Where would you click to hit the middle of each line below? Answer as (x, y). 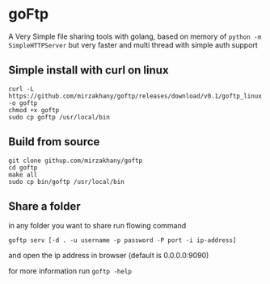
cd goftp (23, 167)
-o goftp (23, 103)
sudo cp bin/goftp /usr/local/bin (67, 182)
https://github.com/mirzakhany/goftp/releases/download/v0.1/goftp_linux (135, 96)
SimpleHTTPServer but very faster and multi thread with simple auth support (133, 44)
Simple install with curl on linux (89, 71)
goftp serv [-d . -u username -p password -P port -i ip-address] (122, 240)
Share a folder (44, 206)
